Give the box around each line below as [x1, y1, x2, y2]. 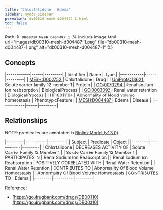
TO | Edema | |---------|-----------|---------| [5, 175, 95, 181]
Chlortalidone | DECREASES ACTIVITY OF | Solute [45, 144, 145, 150]
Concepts [5, 58, 36, 67]
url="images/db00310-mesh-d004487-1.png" [5, 39, 97, 45]
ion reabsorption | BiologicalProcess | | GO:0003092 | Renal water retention [5, 87, 157, 93]
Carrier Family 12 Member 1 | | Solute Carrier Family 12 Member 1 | [5, 149, 137, 155]
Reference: [5, 185, 27, 191]
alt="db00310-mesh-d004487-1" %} [39, 44, 113, 50]
